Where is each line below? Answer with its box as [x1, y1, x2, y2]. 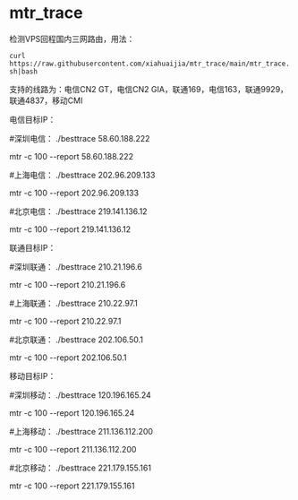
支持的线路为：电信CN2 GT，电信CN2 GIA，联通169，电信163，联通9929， [9, 83, 289, 94]
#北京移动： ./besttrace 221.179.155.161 [9, 462, 152, 473]
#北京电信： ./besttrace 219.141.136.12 [9, 205, 148, 217]
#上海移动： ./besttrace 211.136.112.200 [9, 426, 154, 436]
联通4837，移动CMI [9, 95, 83, 106]
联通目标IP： [9, 242, 56, 253]
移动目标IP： [9, 370, 56, 381]
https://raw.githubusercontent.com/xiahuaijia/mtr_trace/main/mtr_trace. [9, 59, 291, 68]
